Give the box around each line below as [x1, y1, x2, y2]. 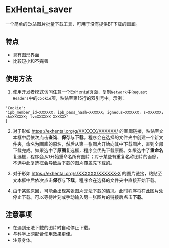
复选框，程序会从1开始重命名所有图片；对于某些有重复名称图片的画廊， [12, 153, 161, 159]
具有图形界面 [12, 52, 39, 58]
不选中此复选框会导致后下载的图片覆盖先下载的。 [12, 160, 115, 166]
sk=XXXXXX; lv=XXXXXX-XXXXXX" [5, 114, 69, 119]
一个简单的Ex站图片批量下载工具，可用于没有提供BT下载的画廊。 [5, 21, 140, 27]
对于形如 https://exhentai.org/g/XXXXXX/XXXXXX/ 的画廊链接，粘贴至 [12, 128, 159, 134]
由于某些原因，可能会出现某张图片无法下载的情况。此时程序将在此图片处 [12, 188, 163, 194]
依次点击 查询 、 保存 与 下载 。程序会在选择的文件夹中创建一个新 [30, 134, 159, 140]
